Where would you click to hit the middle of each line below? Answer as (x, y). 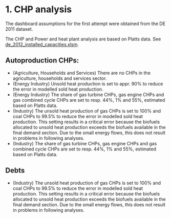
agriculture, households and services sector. (60, 78)
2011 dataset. (19, 29)
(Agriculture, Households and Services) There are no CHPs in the (82, 73)
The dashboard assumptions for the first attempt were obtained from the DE (85, 24)
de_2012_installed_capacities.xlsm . (42, 44)
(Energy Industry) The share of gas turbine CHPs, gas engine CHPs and (88, 94)
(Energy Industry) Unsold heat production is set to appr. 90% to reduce (88, 83)
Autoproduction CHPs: (42, 61)
